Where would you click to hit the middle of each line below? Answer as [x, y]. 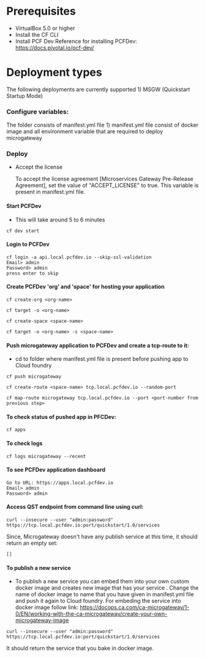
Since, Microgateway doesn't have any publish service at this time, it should [102, 537]
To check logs [24, 443]
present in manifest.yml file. [50, 192]
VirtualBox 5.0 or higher [45, 28]
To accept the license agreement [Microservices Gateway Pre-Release [104, 179]
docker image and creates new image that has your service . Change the [107, 588]
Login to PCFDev [28, 244]
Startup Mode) [25, 95]
